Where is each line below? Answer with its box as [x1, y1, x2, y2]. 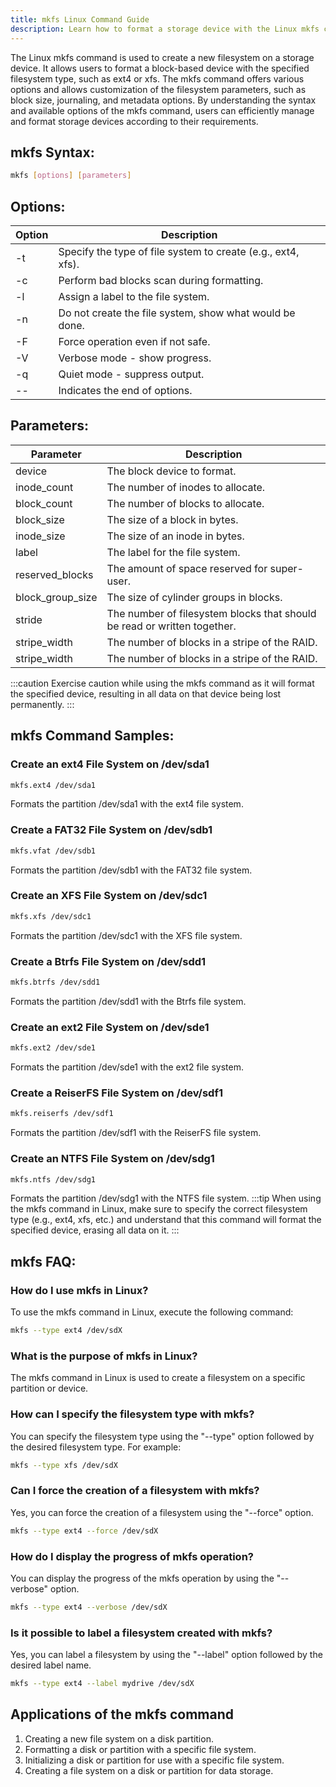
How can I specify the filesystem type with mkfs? [10, 1407, 255, 1421]
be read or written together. [106, 619, 237, 633]
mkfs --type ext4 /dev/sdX [10, 1326, 123, 1336]
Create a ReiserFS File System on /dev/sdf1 [10, 1086, 223, 1100]
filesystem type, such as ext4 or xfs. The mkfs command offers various [10, 72, 305, 85]
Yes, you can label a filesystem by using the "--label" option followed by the [10, 1649, 323, 1661]
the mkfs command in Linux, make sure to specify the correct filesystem [10, 1203, 308, 1215]
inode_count [15, 480, 74, 494]
